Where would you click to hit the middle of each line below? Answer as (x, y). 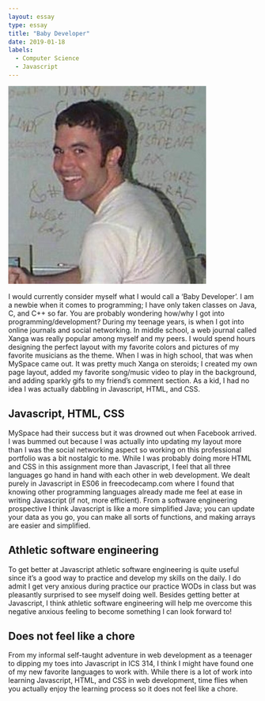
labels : (21, 50)
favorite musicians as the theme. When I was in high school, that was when (131, 355)
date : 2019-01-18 (37, 42)
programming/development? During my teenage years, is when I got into (126, 321)
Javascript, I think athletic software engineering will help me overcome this (130, 603)
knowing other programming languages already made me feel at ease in (125, 491)
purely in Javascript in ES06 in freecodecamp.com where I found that (121, 483)
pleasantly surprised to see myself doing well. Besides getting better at (124, 594)
